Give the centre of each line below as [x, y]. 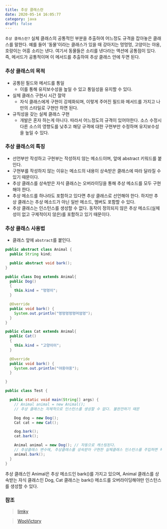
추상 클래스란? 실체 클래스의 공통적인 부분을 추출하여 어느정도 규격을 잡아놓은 [79, 38]
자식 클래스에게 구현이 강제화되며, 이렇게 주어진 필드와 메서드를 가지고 [87, 101]
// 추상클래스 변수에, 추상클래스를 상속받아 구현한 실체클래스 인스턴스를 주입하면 [86, 450]
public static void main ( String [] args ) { [54, 400]
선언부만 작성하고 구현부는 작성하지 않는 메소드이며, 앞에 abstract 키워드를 [84, 158]
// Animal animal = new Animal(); [50, 404]
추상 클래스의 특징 [25, 147]
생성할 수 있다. [24, 486]
